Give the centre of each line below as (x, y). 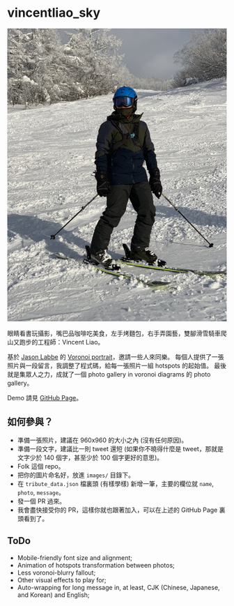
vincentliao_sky (54, 13)
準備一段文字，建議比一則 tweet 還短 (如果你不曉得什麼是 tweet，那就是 (120, 448)
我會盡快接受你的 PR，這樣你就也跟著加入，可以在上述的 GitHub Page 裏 (121, 510)
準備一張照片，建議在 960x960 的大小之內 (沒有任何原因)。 (102, 440)
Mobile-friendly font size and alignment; (75, 558)
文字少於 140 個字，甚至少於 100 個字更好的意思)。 (90, 457)
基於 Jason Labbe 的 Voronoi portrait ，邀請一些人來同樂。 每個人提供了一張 (116, 356)
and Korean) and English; (53, 595)
